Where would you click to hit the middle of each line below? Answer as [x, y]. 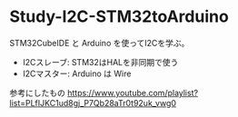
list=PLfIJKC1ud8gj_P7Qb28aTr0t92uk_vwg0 [93, 102]
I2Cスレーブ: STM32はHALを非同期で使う [100, 62]
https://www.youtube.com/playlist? [132, 93]
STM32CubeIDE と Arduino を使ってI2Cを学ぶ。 [99, 43]
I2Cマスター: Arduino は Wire [77, 73]
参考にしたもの [37, 93]
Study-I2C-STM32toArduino [119, 17]
